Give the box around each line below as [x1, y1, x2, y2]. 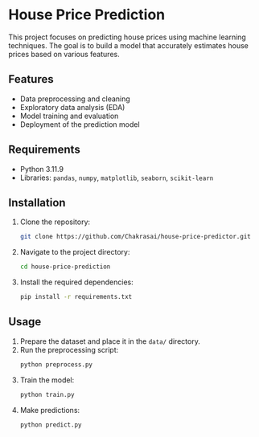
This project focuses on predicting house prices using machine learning [8, 32, 247, 42]
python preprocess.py [19, 360, 92, 369]
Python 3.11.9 [19, 164, 64, 174]
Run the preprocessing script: [19, 345, 119, 354]
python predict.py [19, 420, 82, 429]
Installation [8, 195, 66, 210]
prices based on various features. [8, 49, 120, 59]
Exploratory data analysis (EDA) [19, 102, 125, 112]
